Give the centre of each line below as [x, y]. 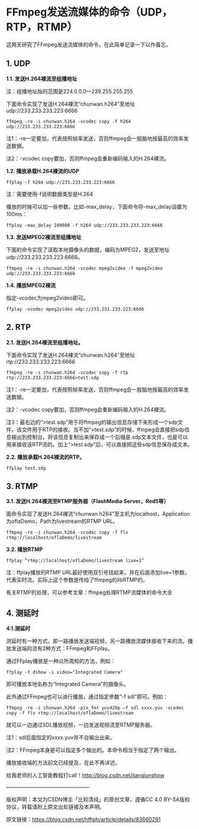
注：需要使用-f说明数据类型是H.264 [50, 194]
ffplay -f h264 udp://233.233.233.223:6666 [61, 182]
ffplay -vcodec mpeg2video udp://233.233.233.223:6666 [75, 309]
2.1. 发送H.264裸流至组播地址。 [45, 342]
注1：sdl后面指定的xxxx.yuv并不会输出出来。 [61, 738]
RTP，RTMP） [42, 27]
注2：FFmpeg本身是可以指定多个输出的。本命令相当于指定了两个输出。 [93, 750]
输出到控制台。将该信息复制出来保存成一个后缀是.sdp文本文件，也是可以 [99, 437]
